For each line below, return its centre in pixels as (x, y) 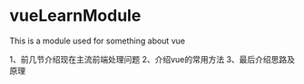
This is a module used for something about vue (98, 41)
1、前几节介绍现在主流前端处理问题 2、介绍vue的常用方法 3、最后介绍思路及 (152, 59)
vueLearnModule (75, 16)
